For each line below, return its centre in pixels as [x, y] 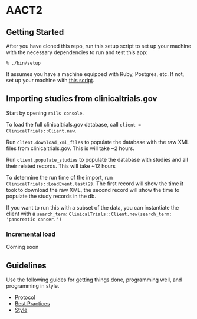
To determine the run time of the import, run [60, 177]
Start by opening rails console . [45, 113]
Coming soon [22, 247]
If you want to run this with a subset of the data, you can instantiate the [93, 207]
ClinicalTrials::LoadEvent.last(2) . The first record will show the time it [95, 184]
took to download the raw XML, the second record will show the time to [93, 190]
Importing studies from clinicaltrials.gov [82, 99]
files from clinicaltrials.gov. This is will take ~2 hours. [70, 148]
